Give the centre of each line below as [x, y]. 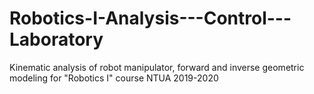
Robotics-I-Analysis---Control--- [150, 18]
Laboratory [56, 39]
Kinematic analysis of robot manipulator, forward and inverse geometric [157, 67]
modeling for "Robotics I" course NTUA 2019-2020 [114, 78]
